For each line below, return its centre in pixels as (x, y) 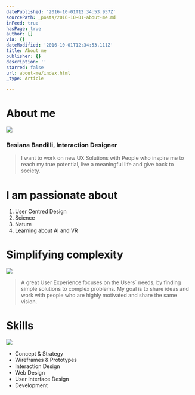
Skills (20, 326)
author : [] (20, 34)
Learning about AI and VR (47, 230)
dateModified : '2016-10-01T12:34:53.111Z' (60, 45)
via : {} (16, 39)
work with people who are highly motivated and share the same (99, 295)
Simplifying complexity (65, 255)
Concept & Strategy (39, 354)
